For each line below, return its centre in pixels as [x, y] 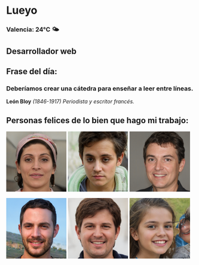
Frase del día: [32, 71]
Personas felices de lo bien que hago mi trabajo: [97, 120]
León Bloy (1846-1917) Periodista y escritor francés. [70, 102]
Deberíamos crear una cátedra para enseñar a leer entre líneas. [100, 89]
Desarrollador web [41, 51]
